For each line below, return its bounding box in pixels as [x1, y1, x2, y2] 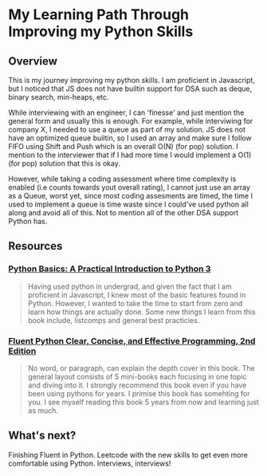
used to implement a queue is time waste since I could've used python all [8, 199, 249, 209]
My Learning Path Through [8, 6, 190, 24]
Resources [8, 239, 63, 253]
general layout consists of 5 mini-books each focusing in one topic [27, 372, 247, 381]
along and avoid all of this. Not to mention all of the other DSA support [8, 208, 239, 217]
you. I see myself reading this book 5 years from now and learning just [27, 397, 259, 407]
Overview [8, 54, 58, 68]
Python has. [8, 217, 48, 226]
